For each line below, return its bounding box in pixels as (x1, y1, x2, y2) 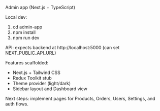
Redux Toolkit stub (12, 75, 52, 81)
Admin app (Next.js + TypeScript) (5, 5, 75, 10)
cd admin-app (12, 24, 43, 30)
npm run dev (12, 35, 40, 41)
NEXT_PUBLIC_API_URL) (5, 50, 56, 56)
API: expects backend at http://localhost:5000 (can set (5, 45, 120, 50)
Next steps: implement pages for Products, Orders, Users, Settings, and (5, 96, 156, 101)
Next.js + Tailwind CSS (12, 69, 61, 76)
